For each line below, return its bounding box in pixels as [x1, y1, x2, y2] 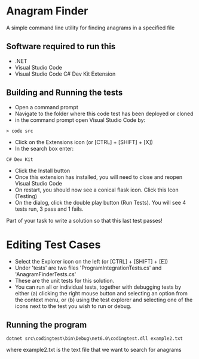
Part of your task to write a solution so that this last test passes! [6, 217, 163, 224]
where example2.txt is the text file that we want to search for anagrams [6, 346, 182, 354]
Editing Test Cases [6, 238, 101, 252]
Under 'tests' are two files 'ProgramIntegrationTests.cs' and [14, 264, 162, 271]
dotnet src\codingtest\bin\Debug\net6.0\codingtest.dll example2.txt [6, 336, 183, 342]
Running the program [6, 319, 87, 330]
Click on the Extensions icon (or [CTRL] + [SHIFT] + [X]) [14, 138, 154, 145]
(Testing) [14, 192, 38, 199]
